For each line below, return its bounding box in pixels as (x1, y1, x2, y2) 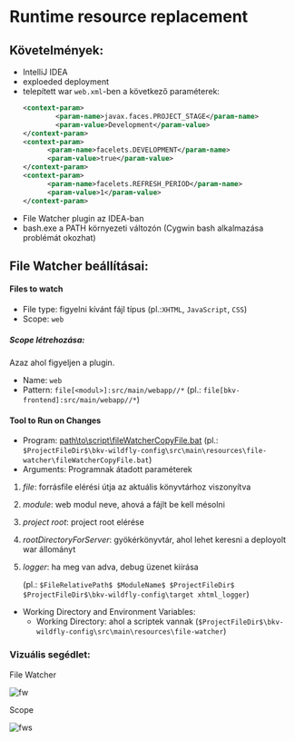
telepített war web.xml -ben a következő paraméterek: (22, 86, 221, 96)
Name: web (22, 375, 63, 386)
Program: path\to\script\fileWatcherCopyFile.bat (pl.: (22, 435, 219, 446)
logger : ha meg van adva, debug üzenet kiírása (22, 561, 199, 573)
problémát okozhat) (22, 232, 97, 242)
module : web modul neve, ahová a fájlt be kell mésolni (22, 499, 225, 510)
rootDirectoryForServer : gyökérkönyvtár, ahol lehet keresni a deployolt (22, 534, 287, 546)
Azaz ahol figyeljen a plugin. (9, 357, 115, 369)
